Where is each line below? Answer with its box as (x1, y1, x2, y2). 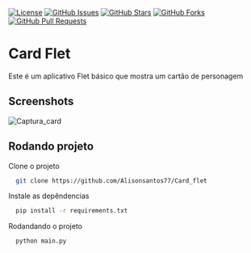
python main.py (15, 237, 67, 246)
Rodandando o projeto (8, 221, 83, 231)
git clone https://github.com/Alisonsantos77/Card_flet (15, 176, 207, 185)
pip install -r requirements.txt (15, 207, 128, 215)
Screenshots (8, 95, 74, 108)
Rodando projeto (8, 140, 94, 154)
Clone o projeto (8, 161, 61, 171)
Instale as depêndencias (8, 191, 90, 201)
